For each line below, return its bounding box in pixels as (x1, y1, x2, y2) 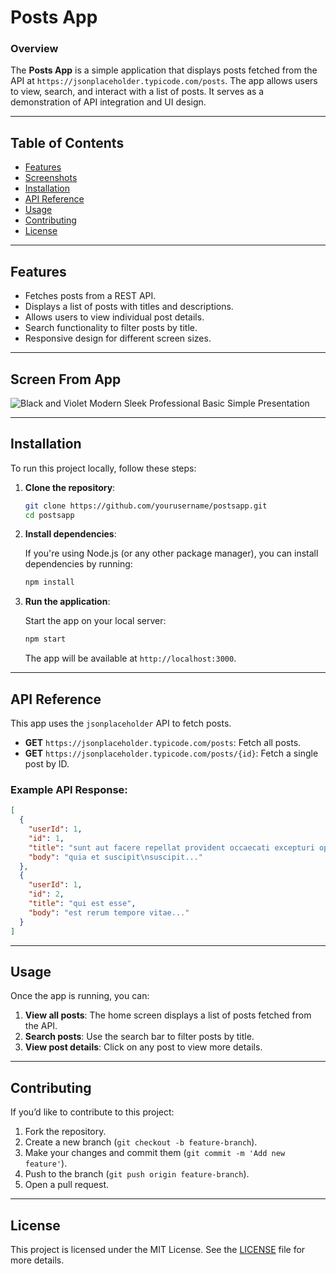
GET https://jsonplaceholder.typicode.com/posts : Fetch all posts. (24, 737, 302, 749)
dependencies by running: (24, 558, 133, 570)
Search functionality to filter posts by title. (24, 322, 198, 334)
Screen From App (10, 371, 122, 388)
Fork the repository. (24, 1126, 107, 1138)
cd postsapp (24, 510, 75, 520)
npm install (24, 577, 75, 588)
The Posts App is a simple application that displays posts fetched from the (10, 64, 318, 76)
